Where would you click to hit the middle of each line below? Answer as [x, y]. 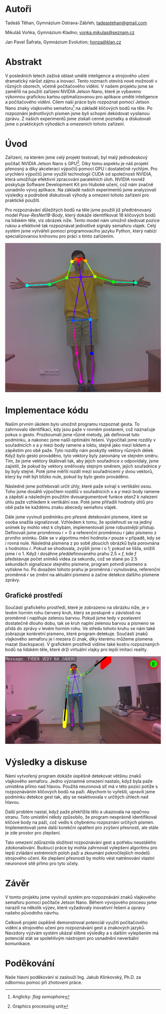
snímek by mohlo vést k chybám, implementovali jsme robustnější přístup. [80, 527]
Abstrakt [23, 62]
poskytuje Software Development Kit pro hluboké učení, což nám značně [79, 184]
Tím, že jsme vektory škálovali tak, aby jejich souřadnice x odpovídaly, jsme [82, 461]
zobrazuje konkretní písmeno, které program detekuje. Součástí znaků [77, 634]
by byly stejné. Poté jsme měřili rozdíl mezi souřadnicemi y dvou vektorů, [79, 471]
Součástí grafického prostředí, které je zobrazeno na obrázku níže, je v [77, 607]
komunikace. [18, 944]
